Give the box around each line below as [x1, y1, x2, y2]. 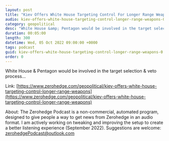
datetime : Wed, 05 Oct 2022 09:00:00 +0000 [5, 40, 98, 45]
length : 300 [5, 36, 30, 41]
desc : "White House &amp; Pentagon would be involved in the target [5, 26, 152, 31]
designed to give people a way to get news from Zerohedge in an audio [5, 114, 153, 120]
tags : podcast [5, 45, 35, 50]
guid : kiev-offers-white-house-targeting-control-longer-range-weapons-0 [5, 49, 163, 54]
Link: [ [5, 83, 19, 89]
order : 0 [5, 54, 24, 59]
